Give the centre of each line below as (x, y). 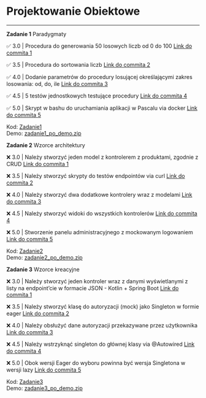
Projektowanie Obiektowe (73, 11)
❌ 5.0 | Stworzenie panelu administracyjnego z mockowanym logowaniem (100, 232)
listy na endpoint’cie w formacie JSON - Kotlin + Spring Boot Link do (93, 288)
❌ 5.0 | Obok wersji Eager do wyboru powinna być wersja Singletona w (96, 362)
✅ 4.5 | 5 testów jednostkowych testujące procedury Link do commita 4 (97, 96)
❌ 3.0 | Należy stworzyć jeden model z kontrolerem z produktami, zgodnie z (102, 157)
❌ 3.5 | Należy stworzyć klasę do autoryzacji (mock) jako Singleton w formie (103, 306)
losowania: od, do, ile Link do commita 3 (57, 83)
